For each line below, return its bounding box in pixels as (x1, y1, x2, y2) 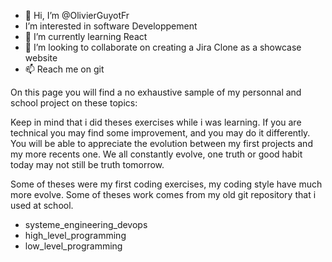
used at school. (10, 200, 74, 211)
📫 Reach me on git (24, 63, 105, 75)
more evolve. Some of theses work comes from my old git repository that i (10, 189, 317, 200)
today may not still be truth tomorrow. (10, 159, 165, 170)
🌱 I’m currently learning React (24, 31, 148, 42)
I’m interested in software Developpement (24, 20, 198, 32)
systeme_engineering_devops (24, 219, 148, 230)
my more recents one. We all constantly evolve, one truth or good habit (10, 148, 303, 160)
